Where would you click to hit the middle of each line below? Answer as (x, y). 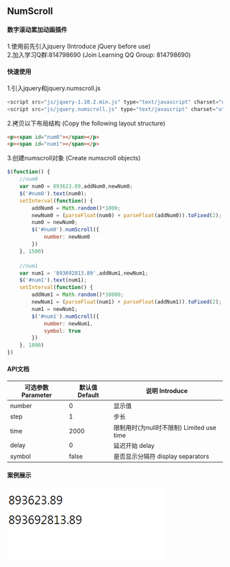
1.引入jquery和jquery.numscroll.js (54, 88)
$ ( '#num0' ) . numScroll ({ (65, 230)
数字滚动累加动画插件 (37, 29)
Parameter (37, 395)
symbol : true (62, 331)
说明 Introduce (167, 391)
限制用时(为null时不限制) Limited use (165, 427)
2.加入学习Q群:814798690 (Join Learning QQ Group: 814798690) (99, 55)
